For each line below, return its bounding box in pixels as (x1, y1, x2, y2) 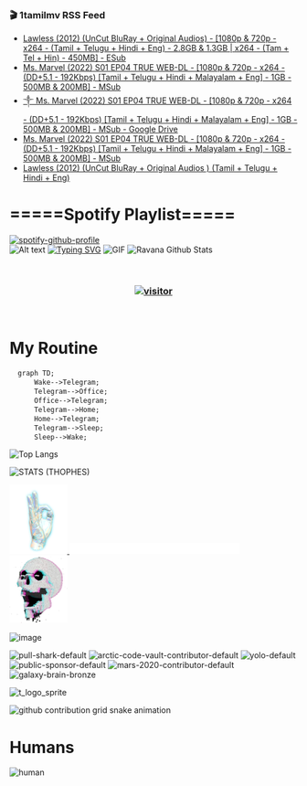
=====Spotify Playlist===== (9, 205, 236, 225)
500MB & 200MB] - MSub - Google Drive (22, 123, 178, 135)
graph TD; (17, 369, 55, 378)
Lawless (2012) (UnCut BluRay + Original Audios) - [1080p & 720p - (22, 33, 277, 44)
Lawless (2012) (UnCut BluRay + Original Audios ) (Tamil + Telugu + (22, 163, 278, 174)
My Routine (9, 337, 99, 358)
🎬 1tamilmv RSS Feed (9, 8, 106, 21)
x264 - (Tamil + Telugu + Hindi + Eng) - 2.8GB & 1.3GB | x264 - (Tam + (22, 43, 290, 54)
